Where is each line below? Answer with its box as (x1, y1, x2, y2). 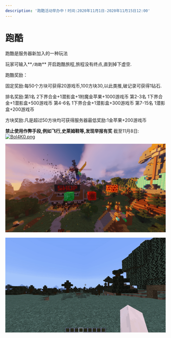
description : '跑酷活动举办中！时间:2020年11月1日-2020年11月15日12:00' (5, 8, 151, 13)
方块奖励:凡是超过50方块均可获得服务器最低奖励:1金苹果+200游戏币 (5, 117, 147, 123)
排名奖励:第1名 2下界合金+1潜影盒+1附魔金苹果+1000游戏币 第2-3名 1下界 (5, 93, 159, 99)
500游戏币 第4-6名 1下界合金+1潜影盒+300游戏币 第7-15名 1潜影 (31, 100, 165, 106)
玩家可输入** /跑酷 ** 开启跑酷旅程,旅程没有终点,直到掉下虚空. (5, 61, 132, 67)
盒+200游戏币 (5, 106, 35, 112)
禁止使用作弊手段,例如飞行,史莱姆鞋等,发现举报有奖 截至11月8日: (5, 128, 139, 134)
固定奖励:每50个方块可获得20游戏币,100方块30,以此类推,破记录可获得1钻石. (5, 82, 162, 89)
